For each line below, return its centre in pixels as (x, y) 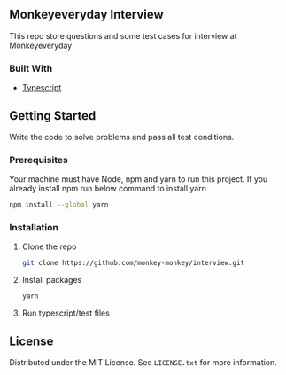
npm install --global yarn (59, 205)
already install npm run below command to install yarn (108, 189)
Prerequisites (39, 160)
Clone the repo (49, 246)
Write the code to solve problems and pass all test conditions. (122, 137)
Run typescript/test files (66, 313)
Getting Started (53, 116)
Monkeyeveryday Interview (86, 15)
